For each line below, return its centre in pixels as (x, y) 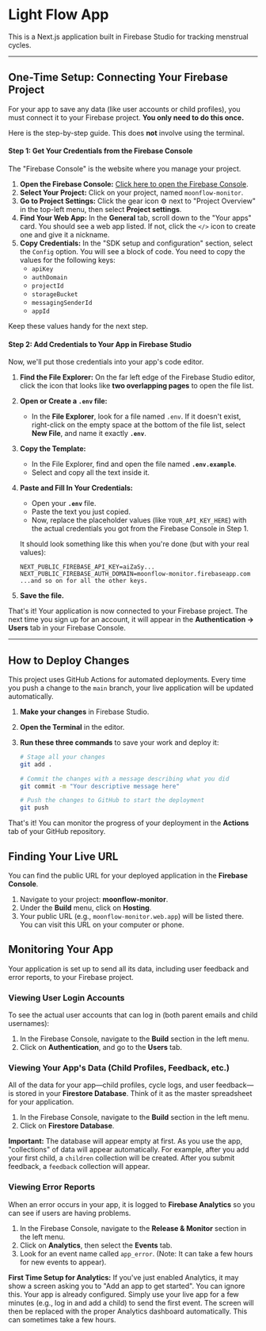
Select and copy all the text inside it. (91, 473)
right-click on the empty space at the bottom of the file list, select (138, 425)
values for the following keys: (68, 260)
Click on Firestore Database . (67, 1126)
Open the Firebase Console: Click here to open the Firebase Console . (134, 183)
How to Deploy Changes (69, 660)
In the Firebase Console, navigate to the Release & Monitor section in (133, 1228)
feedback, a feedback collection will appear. (79, 1167)
